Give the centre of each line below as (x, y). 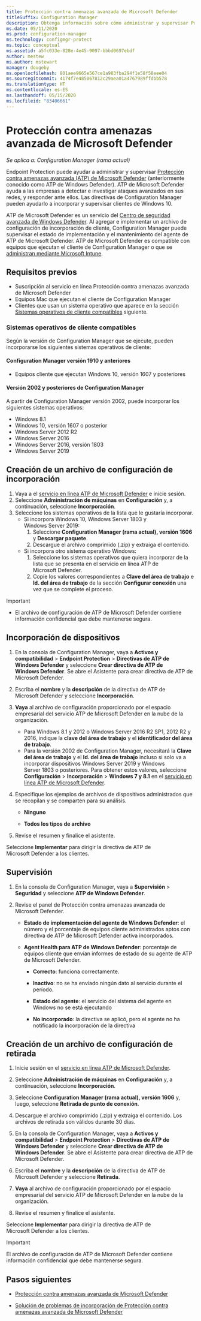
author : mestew (25, 56)
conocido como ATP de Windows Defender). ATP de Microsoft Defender (95, 184)
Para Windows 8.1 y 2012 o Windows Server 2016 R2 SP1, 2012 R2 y (107, 732)
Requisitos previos (42, 272)
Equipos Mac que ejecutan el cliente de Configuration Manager (93, 299)
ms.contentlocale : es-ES (37, 90)
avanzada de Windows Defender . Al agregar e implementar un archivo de (97, 221)
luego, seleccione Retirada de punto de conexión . (77, 1104)
